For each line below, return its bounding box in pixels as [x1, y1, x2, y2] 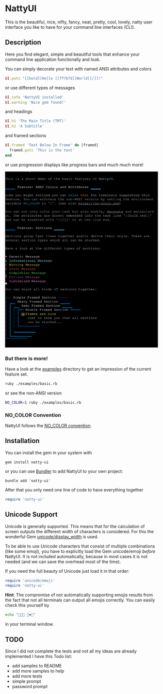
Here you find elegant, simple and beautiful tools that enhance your [5, 51, 140, 57]
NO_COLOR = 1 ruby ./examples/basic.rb [5, 400, 81, 405]
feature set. [5, 371, 28, 377]
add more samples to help [12, 668, 65, 674]
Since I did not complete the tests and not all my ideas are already [5, 648, 137, 654]
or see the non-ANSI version [5, 390, 62, 396]
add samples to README [12, 663, 62, 669]
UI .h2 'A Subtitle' [5, 124, 45, 129]
